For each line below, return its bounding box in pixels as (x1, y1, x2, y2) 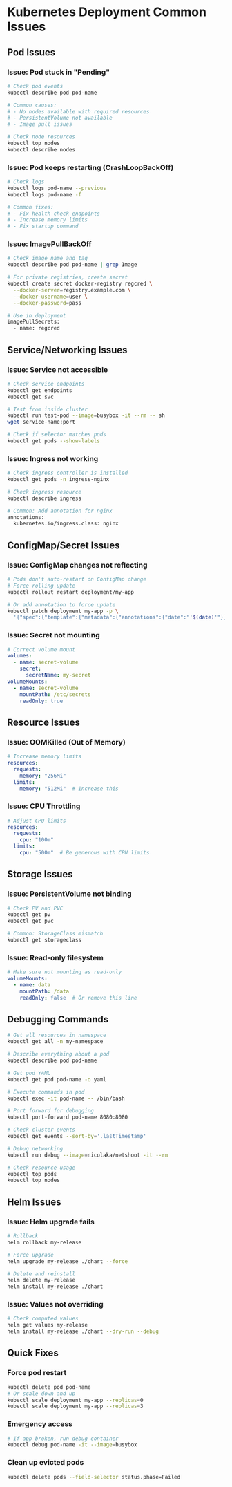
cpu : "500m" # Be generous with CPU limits (19, 850, 150, 857)
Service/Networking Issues (7, 344, 128, 356)
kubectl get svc (7, 393, 54, 400)
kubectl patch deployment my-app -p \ (7, 608, 119, 615)
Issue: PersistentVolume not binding (7, 889, 133, 899)
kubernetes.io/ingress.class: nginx (13, 520, 119, 527)
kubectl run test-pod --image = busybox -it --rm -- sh (7, 412, 166, 419)
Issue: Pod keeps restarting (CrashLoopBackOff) (7, 162, 174, 172)
